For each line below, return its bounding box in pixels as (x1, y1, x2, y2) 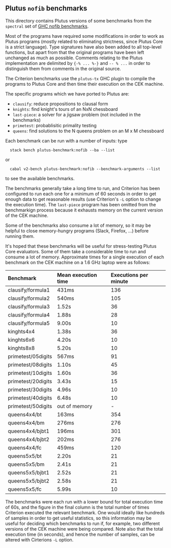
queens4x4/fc (8, 444, 42, 451)
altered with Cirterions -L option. (5, 536, 74, 543)
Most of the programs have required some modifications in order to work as (5, 33, 164, 39)
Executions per (110, 271, 149, 278)
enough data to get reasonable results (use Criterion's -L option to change (5, 196, 161, 202)
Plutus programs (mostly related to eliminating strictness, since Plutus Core (5, 38, 163, 44)
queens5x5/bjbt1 (8, 469, 50, 476)
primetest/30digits (8, 386, 52, 393)
